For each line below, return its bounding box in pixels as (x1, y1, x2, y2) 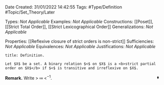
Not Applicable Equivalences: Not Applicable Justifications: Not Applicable (5, 44, 156, 49)
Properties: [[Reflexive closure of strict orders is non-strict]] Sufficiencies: (5, 38, 154, 44)
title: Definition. (5, 53, 45, 58)
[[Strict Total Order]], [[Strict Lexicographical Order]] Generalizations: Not (5, 24, 153, 30)
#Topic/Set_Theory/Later (5, 9, 55, 15)
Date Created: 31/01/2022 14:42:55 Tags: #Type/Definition (5, 4, 122, 10)
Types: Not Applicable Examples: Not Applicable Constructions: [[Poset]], (5, 19, 154, 24)
